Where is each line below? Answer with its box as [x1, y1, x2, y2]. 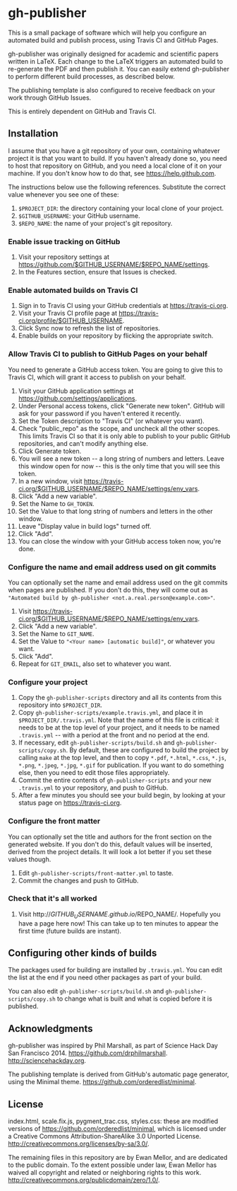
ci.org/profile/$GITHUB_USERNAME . [18, 316, 125, 325]
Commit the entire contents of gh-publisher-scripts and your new [18, 776, 212, 785]
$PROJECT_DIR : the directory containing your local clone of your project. [18, 204, 224, 212]
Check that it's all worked [8, 894, 97, 904]
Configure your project [8, 677, 88, 687]
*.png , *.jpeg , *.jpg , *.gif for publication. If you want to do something [18, 761, 224, 769]
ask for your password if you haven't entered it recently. [18, 409, 182, 418]
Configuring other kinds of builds [8, 947, 157, 960]
